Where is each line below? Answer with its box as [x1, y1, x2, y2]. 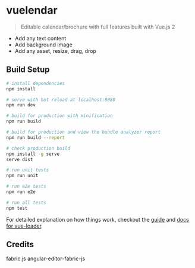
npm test [6, 205, 28, 211]
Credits [6, 239, 34, 250]
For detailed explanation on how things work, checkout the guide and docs [6, 216, 189, 223]
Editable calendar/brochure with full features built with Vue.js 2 [20, 23, 175, 30]
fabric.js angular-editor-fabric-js [6, 255, 85, 262]
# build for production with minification [6, 113, 113, 119]
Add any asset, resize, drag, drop [14, 47, 97, 54]
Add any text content [14, 34, 67, 42]
